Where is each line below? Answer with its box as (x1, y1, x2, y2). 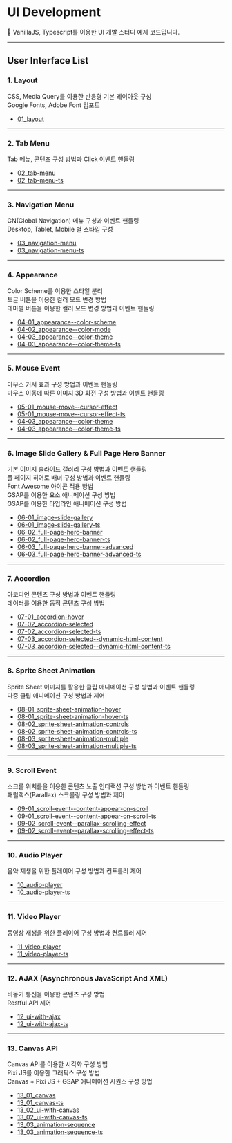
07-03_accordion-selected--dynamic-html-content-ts (17, 642, 171, 651)
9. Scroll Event (7, 765, 57, 775)
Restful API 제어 (7, 998, 52, 1007)
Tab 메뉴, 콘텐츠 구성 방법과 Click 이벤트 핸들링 (7, 155, 135, 163)
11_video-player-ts (17, 949, 69, 958)
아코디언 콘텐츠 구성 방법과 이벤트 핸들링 (7, 591, 116, 599)
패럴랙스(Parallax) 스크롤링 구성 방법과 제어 (7, 791, 125, 799)
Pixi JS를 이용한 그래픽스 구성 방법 (7, 1069, 100, 1077)
